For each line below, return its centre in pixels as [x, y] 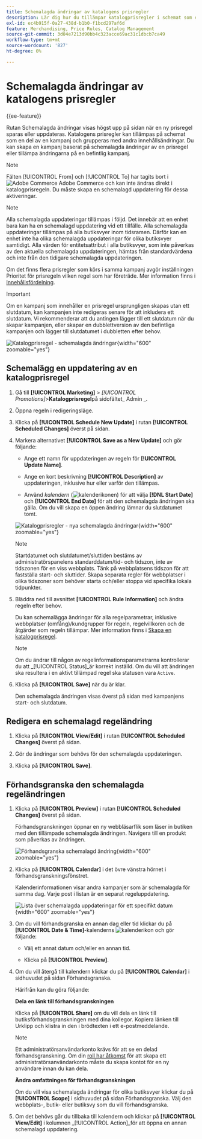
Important [18, 294]
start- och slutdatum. [41, 702]
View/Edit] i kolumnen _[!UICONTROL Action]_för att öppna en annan [101, 1123]
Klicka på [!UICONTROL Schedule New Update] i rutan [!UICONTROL [101, 422]
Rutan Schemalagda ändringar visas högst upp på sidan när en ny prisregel [99, 127]
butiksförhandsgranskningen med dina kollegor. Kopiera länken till [97, 1019]
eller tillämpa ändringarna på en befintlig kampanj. [68, 153]
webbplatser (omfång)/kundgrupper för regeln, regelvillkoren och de [100, 624]
